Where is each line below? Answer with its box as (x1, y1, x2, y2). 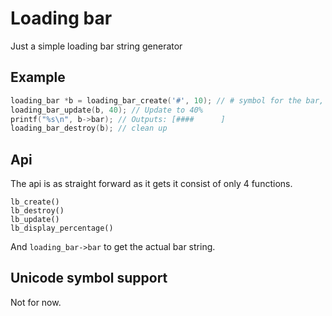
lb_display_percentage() (10, 223, 114, 234)
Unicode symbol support (10, 270, 168, 287)
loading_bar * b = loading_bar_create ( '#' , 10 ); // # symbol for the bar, (10, 95, 325, 106)
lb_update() (10, 215, 60, 225)
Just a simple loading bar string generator (10, 40, 183, 52)
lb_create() (10, 197, 60, 207)
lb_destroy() (10, 206, 65, 216)
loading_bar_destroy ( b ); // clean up (10, 123, 168, 134)
